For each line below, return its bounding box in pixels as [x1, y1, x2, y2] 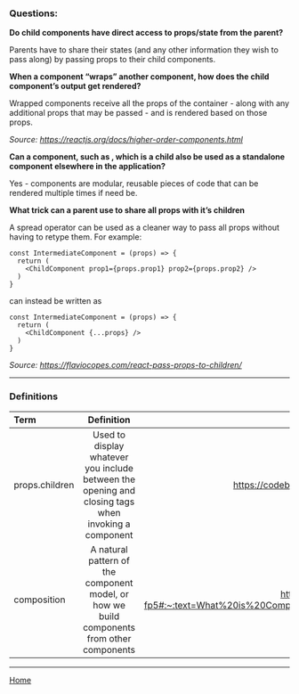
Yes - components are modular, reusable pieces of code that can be [9, 178, 259, 189]
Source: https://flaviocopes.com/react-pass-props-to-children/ [9, 360, 242, 371]
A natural [90, 543, 128, 555]
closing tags [83, 495, 135, 508]
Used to [93, 429, 126, 441]
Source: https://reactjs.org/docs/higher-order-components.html [9, 135, 243, 145]
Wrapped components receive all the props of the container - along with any [9, 98, 290, 109]
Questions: [9, 7, 59, 20]
